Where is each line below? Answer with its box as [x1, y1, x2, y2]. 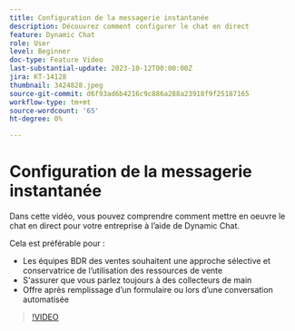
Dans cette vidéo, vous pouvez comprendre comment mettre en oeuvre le [9, 210, 286, 222]
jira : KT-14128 [9, 73, 67, 82]
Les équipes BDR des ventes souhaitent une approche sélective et [22, 256, 270, 267]
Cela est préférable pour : [9, 238, 106, 249]
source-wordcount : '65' [9, 106, 100, 115]
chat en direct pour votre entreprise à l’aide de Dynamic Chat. [9, 220, 241, 231]
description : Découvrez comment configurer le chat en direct [9, 22, 250, 31]
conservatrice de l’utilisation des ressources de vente [22, 265, 223, 277]
